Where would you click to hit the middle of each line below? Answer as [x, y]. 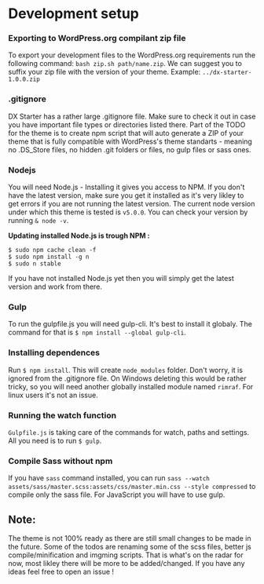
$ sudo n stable [35, 264]
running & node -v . [38, 221]
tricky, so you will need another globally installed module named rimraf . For [131, 386]
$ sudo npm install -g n [49, 257]
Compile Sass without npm [60, 461]
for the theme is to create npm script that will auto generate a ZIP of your [126, 133]
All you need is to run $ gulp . [55, 440]
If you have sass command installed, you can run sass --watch [109, 478]
